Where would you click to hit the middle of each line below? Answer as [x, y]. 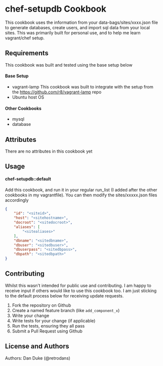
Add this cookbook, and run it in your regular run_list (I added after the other [81, 190]
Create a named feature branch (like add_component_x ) [66, 310]
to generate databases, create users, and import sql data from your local [78, 27]
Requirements [27, 53]
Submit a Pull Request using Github [47, 331]
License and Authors [37, 346]
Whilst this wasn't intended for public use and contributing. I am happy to [78, 285]
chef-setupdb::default [28, 179]
